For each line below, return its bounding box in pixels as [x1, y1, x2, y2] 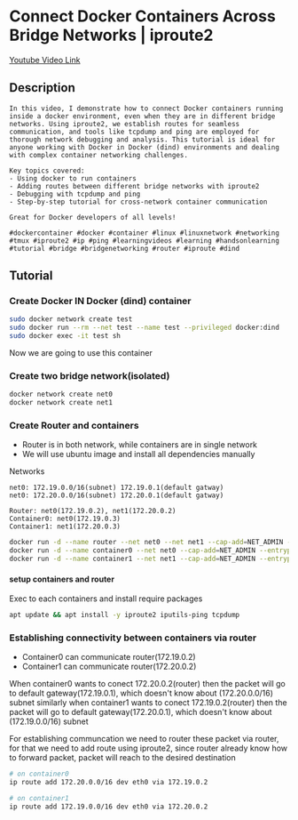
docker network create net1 [9, 398, 114, 407]
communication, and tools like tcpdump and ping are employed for [9, 127, 260, 136]
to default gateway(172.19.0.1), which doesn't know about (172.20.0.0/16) [9, 687, 273, 699]
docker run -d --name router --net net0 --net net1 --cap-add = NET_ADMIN [9, 538, 284, 547]
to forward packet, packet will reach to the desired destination [9, 752, 237, 763]
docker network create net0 [9, 390, 114, 399]
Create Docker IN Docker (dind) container [9, 295, 192, 308]
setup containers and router [9, 574, 115, 584]
